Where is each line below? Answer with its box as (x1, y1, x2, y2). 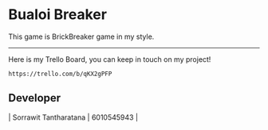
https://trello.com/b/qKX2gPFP (8, 70, 112, 78)
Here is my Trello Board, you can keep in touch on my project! (8, 54, 211, 64)
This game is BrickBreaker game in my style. (8, 32, 155, 41)
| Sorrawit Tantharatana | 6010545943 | (8, 113, 138, 122)
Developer (8, 91, 61, 105)
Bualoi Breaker (8, 6, 108, 24)
